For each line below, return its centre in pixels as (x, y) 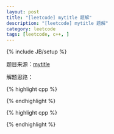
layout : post (23, 12)
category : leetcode (31, 29)
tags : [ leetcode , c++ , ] (38, 35)
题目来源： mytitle (28, 64)
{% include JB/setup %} (37, 52)
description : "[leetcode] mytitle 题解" (57, 23)
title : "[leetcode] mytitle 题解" (49, 18)
